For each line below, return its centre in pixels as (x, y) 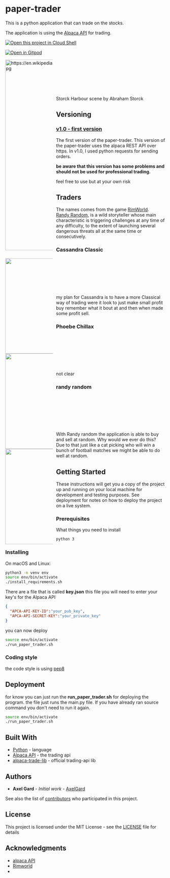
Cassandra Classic (80, 250)
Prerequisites (73, 519)
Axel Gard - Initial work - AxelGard (49, 789)
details (12, 832)
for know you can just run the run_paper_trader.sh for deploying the (77, 697)
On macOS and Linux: (28, 563)
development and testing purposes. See (98, 495)
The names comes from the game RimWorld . (103, 209)
